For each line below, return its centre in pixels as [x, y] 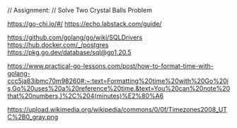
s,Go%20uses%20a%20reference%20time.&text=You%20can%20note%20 [119, 88]
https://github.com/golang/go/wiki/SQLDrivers [75, 37]
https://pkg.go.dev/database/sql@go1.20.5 [70, 52]
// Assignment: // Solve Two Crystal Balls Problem [80, 10]
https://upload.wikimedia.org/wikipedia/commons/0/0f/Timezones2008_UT [117, 109]
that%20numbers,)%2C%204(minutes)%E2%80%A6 [86, 96]
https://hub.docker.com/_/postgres [58, 45]
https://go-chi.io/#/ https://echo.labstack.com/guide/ [85, 24]
